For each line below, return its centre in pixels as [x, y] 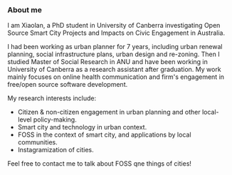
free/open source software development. [68, 85]
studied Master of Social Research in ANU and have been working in [107, 62]
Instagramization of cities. [56, 150]
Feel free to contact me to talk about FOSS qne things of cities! [100, 164]
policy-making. [55, 120]
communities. [38, 142]
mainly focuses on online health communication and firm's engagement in [116, 77]
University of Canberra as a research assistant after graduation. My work [115, 70]
